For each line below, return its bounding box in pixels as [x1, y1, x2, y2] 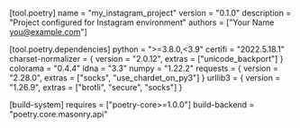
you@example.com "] [9, 27, 87, 37]
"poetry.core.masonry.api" [9, 109, 108, 119]
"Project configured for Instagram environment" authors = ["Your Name [9, 17, 275, 28]
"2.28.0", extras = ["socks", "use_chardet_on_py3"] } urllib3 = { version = [9, 73, 281, 83]
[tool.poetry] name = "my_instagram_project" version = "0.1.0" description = [9, 8, 292, 18]
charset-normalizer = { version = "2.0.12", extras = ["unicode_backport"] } [9, 54, 284, 64]
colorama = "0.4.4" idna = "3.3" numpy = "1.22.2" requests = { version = [9, 63, 279, 73]
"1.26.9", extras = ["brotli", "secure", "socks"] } [9, 82, 183, 92]
